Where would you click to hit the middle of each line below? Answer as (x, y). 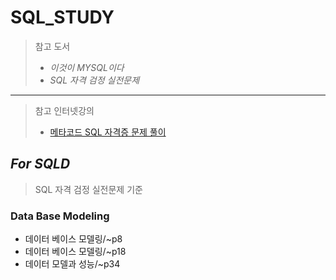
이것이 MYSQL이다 (87, 67)
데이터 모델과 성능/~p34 (72, 264)
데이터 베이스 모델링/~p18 (75, 252)
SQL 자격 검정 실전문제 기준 (88, 189)
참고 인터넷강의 (64, 110)
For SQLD (40, 164)
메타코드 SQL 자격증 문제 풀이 (108, 132)
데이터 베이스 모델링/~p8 (73, 239)
